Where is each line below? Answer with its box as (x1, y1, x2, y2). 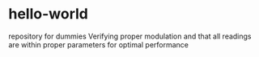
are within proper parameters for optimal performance (8, 39, 189, 49)
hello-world (8, 5, 89, 23)
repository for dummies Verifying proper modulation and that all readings (8, 31, 253, 41)
